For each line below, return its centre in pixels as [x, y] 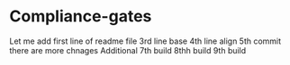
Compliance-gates [81, 16]
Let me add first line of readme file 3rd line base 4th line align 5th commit [145, 41]
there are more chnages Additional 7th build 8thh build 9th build [128, 50]
